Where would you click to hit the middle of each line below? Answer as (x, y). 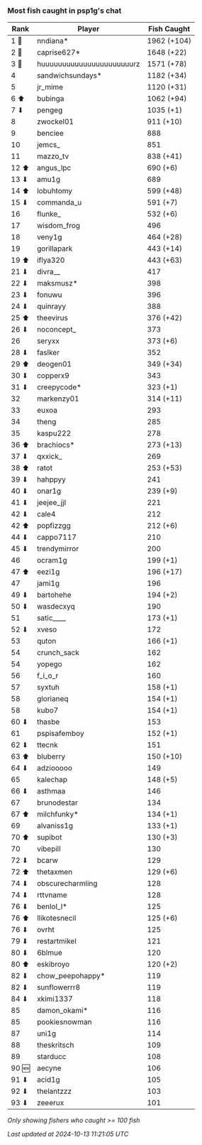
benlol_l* (52, 906)
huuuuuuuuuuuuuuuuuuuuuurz (88, 64)
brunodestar (57, 803)
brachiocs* (56, 445)
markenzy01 (58, 398)
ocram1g (52, 560)
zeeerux (50, 1103)
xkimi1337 (55, 999)
